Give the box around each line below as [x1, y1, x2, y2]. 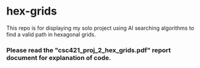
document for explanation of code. [6, 53, 112, 62]
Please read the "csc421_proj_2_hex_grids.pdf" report [6, 46, 171, 54]
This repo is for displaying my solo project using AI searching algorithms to [6, 24, 195, 32]
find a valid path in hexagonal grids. [6, 30, 96, 38]
